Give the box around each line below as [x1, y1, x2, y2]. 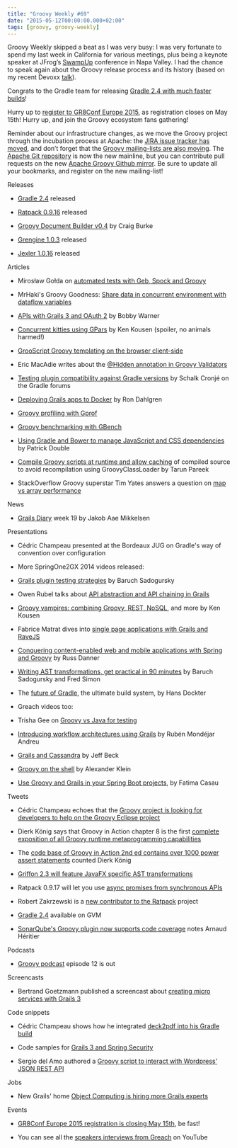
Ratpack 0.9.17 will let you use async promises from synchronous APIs [17, 883, 223, 892]
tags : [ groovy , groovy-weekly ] [7, 23, 100, 30]
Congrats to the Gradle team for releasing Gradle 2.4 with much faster [7, 86, 212, 96]
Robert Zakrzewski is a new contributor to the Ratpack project [17, 897, 199, 906]
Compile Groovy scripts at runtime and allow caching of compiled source [17, 458, 231, 466]
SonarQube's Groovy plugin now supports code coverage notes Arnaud [17, 925, 227, 933]
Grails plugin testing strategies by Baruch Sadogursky [17, 576, 175, 585]
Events [7, 1106, 28, 1114]
